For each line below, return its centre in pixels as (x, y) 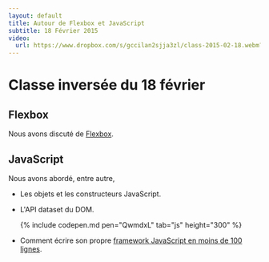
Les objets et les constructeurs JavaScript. (90, 194)
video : (19, 38)
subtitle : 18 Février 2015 (53, 30)
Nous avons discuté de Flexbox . (61, 134)
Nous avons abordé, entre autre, (62, 178)
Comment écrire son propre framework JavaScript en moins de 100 (131, 240)
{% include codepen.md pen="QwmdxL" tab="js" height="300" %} (131, 224)
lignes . (31, 248)
